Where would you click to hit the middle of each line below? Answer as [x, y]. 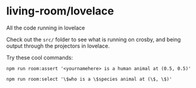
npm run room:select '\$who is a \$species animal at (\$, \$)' [89, 79]
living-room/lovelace [60, 11]
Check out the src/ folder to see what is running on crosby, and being [93, 39]
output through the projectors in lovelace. [58, 46]
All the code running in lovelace [46, 28]
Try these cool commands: [40, 57]
